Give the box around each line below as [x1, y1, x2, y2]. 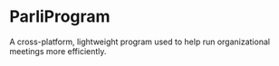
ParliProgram [9, 6, 111, 27]
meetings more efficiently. [9, 45, 107, 56]
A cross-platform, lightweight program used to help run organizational [9, 36, 270, 47]
